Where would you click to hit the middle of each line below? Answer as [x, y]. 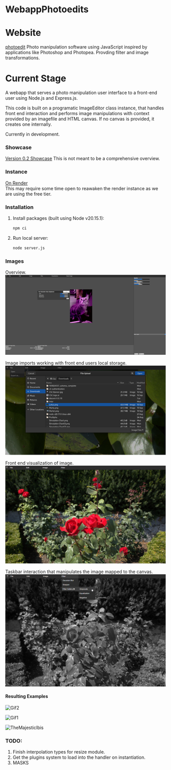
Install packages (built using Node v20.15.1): [58, 218]
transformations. [23, 58]
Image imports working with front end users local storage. [66, 363]
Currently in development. [33, 134]
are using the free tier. [28, 194]
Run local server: [30, 238]
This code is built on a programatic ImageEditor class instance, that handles [85, 108]
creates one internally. [28, 124]
